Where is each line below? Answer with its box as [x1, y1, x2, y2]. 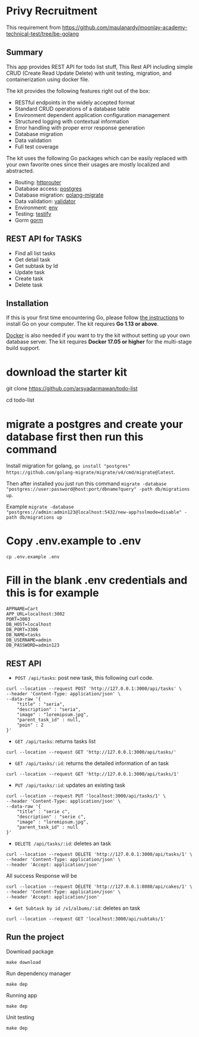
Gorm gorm [14, 216, 43, 223]
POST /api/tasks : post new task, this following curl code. [14, 674, 154, 681]
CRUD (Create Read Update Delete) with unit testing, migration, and [6, 70, 172, 77]
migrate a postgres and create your [6, 417, 184, 431]
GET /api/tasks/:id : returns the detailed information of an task [14, 759, 169, 767]
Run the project [6, 932, 64, 943]
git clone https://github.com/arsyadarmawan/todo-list [6, 385, 138, 392]
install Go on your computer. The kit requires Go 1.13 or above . [6, 320, 159, 327]
